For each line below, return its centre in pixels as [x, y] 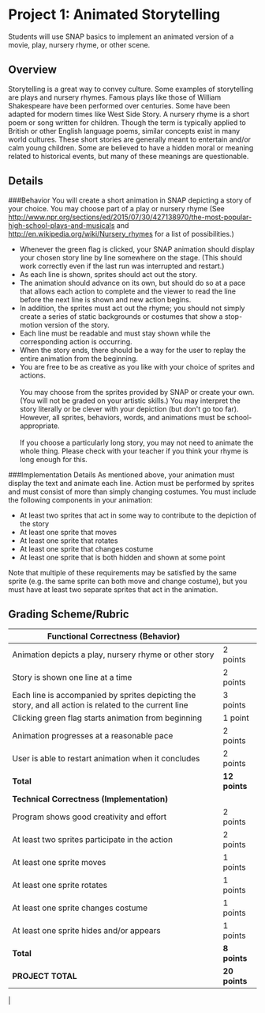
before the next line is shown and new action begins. [105, 299]
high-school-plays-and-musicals [62, 225]
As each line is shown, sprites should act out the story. [108, 274]
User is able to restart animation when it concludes [106, 759]
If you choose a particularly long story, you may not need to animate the [136, 442]
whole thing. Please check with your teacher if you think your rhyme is [134, 451]
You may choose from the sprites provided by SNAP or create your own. [137, 392]
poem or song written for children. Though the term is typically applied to [127, 122]
